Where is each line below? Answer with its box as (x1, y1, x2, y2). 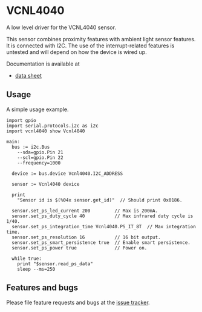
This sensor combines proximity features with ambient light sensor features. (6, 35, 196, 42)
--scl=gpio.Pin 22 (17, 154, 64, 161)
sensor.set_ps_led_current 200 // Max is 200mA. (11, 208, 158, 214)
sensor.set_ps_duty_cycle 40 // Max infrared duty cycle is (11, 213, 194, 219)
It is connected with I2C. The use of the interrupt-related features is (6, 42, 175, 49)
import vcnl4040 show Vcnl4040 (6, 128, 85, 134)
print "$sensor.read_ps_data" (17, 260, 94, 267)
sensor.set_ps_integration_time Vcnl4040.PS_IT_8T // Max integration (11, 223, 197, 229)
